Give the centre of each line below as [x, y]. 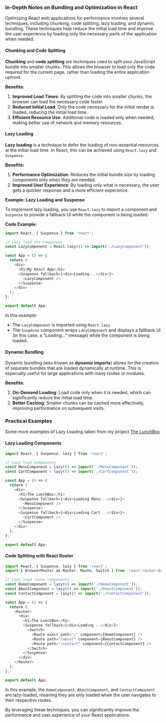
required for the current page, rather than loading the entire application [77, 72]
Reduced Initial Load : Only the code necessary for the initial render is [83, 107]
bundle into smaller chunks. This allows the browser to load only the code [80, 67]
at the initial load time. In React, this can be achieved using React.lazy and [81, 150]
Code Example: [21, 224]
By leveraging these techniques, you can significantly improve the [72, 710]
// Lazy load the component [34, 242]
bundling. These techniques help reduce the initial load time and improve [79, 29]
